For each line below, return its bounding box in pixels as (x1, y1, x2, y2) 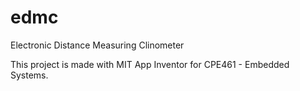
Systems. (10, 69, 49, 81)
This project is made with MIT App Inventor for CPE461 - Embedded (10, 58, 290, 70)
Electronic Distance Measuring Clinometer (10, 39, 185, 51)
